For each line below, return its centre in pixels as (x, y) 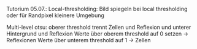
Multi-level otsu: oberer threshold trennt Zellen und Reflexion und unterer (99, 27)
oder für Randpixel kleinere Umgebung (55, 15)
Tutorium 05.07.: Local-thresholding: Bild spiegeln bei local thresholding (97, 9)
